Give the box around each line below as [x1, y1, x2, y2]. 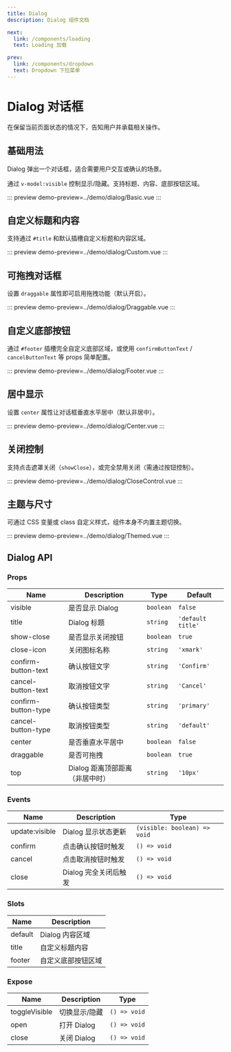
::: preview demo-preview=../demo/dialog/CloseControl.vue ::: [7, 477, 184, 485]
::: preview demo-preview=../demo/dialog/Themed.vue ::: [7, 532, 170, 540]
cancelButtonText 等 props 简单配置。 [7, 353, 115, 361]
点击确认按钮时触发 [62, 842, 125, 852]
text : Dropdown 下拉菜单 [13, 67, 80, 74]
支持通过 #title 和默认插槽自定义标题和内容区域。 [7, 234, 150, 243]
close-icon [10, 645, 47, 654]
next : [7, 29, 23, 36]
